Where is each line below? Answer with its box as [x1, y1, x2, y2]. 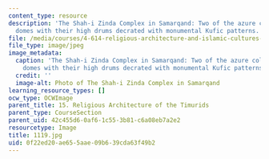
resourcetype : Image [8, 124, 78, 132]
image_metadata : [8, 49, 62, 57]
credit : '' [15, 71, 52, 79]
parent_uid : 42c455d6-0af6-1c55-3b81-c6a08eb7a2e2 [8, 116, 181, 124]
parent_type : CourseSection [8, 109, 102, 117]
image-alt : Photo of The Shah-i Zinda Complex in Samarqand [15, 79, 220, 87]
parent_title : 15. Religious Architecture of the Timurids [8, 101, 210, 109]
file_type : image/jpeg [8, 42, 84, 50]
